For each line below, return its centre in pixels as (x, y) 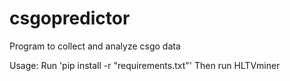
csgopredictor (70, 18)
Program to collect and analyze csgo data (95, 46)
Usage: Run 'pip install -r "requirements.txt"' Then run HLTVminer (145, 65)
